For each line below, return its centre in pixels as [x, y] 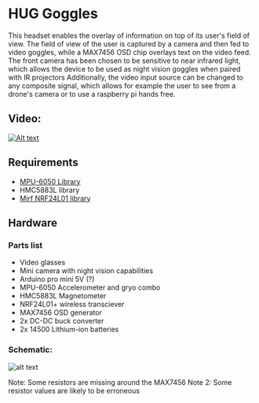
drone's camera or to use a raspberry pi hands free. [92, 94]
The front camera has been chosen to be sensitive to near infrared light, [124, 61]
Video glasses [42, 263]
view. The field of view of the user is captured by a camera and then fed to [129, 43]
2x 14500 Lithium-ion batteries [69, 329]
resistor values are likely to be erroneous [74, 390]
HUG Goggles [53, 14]
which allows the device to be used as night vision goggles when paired [124, 68]
